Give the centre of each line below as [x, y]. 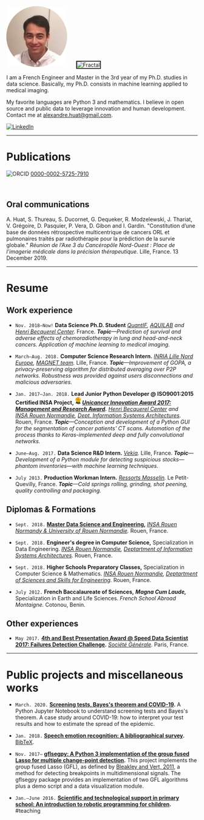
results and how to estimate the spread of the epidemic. [85, 724]
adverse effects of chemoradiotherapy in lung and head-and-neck [99, 338]
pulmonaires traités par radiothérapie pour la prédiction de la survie [90, 239]
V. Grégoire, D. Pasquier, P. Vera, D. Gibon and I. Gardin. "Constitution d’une [101, 225]
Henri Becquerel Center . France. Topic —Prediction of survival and [98, 331]
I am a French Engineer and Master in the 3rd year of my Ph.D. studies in [97, 77]
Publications [39, 157]
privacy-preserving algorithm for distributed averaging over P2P [96, 369]
